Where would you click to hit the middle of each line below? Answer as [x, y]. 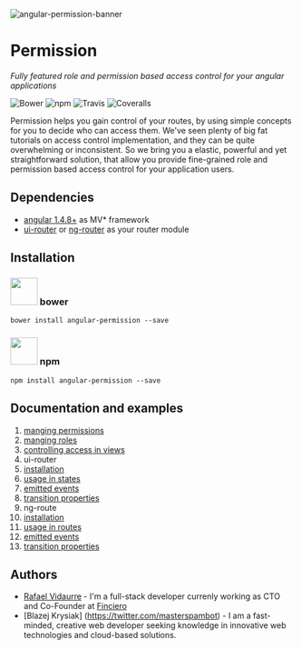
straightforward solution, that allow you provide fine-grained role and [139, 159]
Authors [34, 574]
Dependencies [52, 198]
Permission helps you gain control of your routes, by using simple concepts [151, 120]
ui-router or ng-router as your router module [106, 229]
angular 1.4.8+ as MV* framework [86, 219]
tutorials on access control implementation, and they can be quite [132, 140]
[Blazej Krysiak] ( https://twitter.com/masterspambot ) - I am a [137, 616]
